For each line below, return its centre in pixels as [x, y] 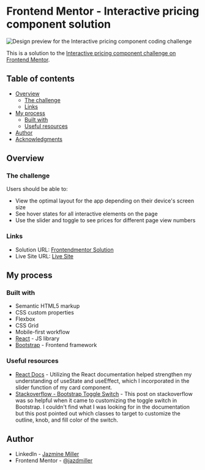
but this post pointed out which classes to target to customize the [98, 413]
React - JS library [37, 338]
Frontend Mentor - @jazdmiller [54, 460]
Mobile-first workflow [43, 332]
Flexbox [25, 319]
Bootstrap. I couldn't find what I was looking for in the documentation [102, 407]
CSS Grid [27, 326]
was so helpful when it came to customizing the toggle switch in [96, 400]
